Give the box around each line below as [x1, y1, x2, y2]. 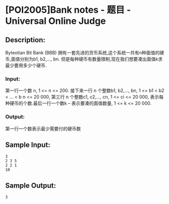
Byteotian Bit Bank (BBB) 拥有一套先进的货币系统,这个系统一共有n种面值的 [5, 50, 160, 55]
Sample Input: [5, 140, 51, 149]
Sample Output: [5, 181, 56, 190]
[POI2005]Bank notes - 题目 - [5, 4, 131, 16]
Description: [5, 36, 46, 44]
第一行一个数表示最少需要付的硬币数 [5, 125, 81, 132]
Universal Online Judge [5, 15, 106, 27]
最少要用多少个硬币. [5, 63, 47, 68]
